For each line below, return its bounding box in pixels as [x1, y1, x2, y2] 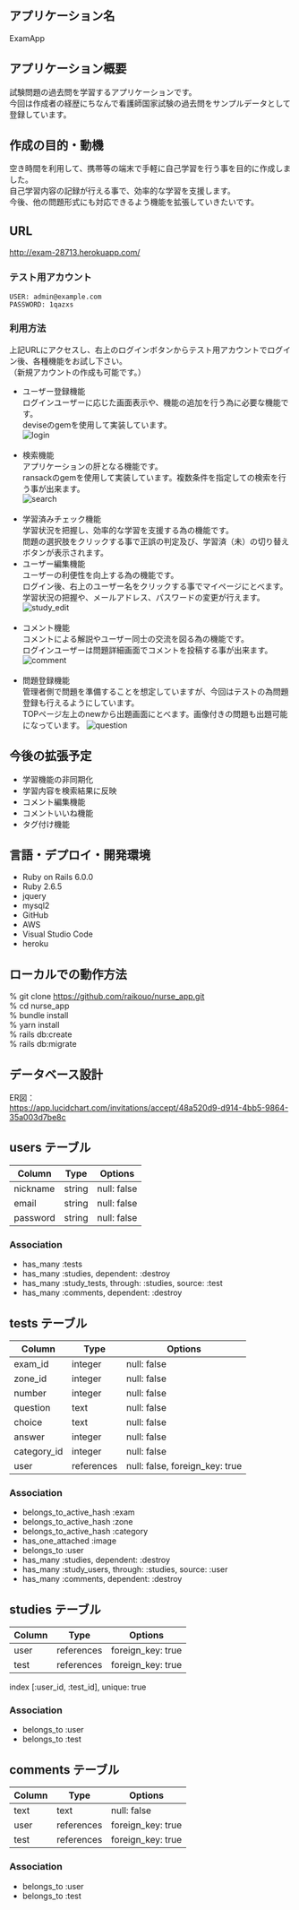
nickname [13, 1182, 56, 1195]
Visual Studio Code [21, 929, 94, 939]
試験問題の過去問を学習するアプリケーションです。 [9, 86, 197, 97]
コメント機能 [21, 622, 70, 633]
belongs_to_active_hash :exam [21, 1507, 136, 1517]
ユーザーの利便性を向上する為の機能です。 [21, 569, 179, 580]
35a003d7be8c [9, 1112, 67, 1123]
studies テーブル [9, 1602, 101, 1617]
